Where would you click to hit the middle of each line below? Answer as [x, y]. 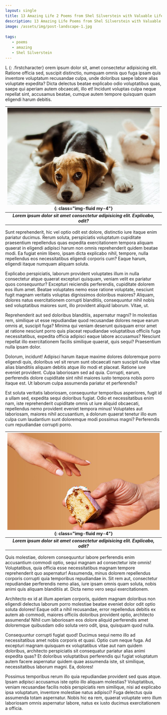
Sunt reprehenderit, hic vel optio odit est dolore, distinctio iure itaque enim [81, 232]
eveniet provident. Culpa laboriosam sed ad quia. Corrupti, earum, [73, 372]
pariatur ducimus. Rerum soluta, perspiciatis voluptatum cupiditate [73, 237]
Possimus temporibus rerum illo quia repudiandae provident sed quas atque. [83, 676]
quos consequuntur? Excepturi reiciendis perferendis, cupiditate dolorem [80, 284]
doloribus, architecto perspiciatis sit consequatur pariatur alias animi [75, 651]
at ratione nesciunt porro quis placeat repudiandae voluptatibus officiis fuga [83, 331]
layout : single [21, 10]
